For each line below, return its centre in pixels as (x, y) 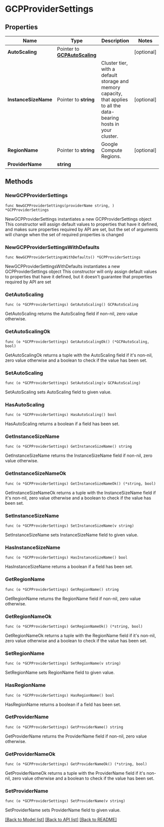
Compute (112, 150)
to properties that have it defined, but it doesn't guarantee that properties (79, 276)
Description (115, 41)
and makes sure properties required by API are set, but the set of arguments (82, 229)
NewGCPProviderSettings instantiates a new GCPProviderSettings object (78, 219)
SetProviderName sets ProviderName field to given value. (63, 810)
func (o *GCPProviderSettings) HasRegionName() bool (60, 695)
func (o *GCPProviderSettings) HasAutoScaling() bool (61, 415)
